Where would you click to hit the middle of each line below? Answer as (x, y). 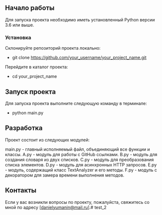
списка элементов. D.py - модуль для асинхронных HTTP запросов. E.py (81, 164)
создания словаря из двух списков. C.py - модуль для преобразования (80, 160)
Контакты (21, 190)
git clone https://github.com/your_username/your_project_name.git (79, 57)
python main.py (28, 113)
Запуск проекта (30, 92)
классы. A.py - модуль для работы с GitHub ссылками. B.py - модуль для (81, 154)
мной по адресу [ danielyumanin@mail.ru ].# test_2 (56, 207)
